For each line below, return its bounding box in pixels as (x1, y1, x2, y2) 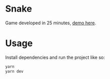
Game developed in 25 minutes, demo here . (5, 20, 96, 26)
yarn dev (5, 69, 24, 74)
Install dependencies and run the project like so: (5, 54, 105, 60)
